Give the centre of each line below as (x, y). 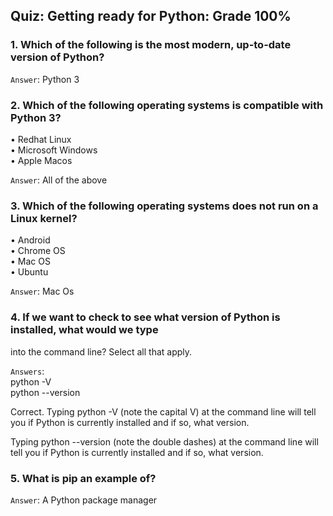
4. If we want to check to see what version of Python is (145, 317)
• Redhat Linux (41, 139)
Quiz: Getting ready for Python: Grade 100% (151, 16)
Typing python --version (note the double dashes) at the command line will (164, 441)
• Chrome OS (38, 251)
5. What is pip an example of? (83, 478)
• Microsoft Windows (54, 150)
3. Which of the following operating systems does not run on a (164, 206)
